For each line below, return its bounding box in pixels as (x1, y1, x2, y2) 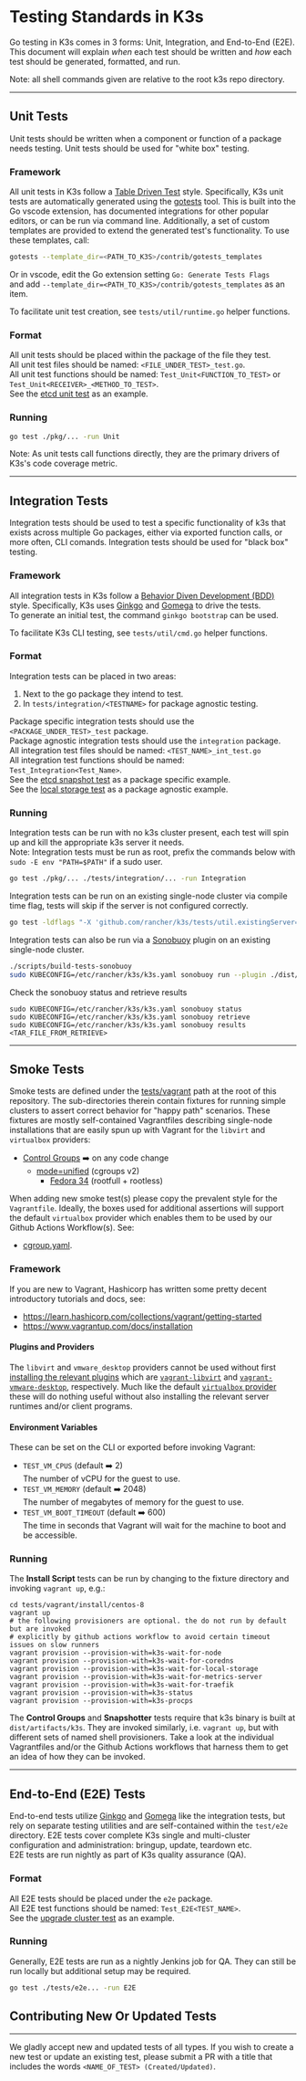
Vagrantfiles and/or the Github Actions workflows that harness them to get (9, 1741, 289, 1752)
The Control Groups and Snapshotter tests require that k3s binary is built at (9, 1712, 296, 1723)
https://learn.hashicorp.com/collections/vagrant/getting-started (22, 1310, 262, 1321)
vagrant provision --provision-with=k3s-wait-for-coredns (9, 1656, 234, 1666)
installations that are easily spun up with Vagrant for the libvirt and (9, 1125, 266, 1136)
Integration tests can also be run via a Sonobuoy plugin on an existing (9, 934, 271, 945)
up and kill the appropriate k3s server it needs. (9, 837, 185, 848)
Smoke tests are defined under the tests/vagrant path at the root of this (9, 1086, 277, 1097)
